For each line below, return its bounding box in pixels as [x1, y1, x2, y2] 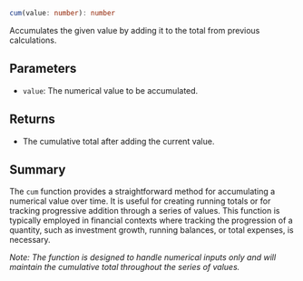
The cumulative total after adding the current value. [22, 135, 215, 146]
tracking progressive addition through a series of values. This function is [9, 206, 280, 216]
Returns [9, 112, 56, 127]
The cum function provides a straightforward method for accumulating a [9, 186, 276, 197]
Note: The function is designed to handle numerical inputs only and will [9, 252, 277, 263]
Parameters [9, 61, 77, 76]
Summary [9, 162, 66, 177]
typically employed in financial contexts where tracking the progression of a [9, 215, 293, 226]
